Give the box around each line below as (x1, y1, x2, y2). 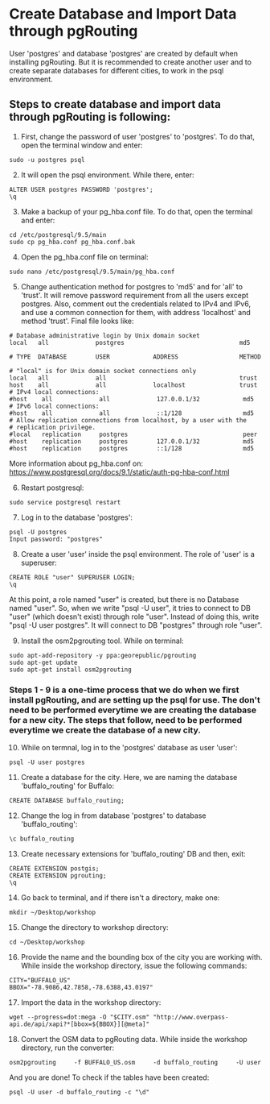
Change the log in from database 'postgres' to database (20, 811, 207, 820)
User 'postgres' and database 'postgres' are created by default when (9, 48, 238, 58)
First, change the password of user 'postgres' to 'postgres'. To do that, (20, 131, 256, 141)
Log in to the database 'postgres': (20, 513, 133, 522)
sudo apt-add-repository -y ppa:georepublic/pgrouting (9, 651, 197, 659)
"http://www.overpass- (153, 1013, 229, 1022)
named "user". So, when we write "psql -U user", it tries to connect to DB (9, 603, 252, 612)
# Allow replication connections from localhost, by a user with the (9, 416, 247, 424)
